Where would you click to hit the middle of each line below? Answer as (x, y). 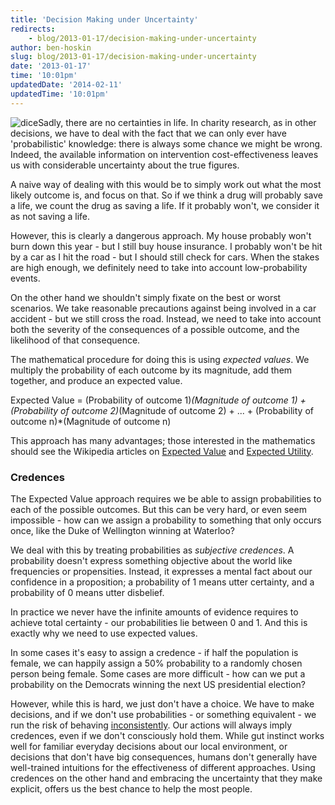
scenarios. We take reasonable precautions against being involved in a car (163, 308)
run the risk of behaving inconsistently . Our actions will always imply (151, 725)
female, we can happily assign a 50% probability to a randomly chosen (156, 663)
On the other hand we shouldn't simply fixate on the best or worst (146, 297)
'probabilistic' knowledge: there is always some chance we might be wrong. (166, 143)
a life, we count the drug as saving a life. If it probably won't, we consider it (165, 205)
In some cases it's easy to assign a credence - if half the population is (154, 652)
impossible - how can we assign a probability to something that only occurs (166, 520)
